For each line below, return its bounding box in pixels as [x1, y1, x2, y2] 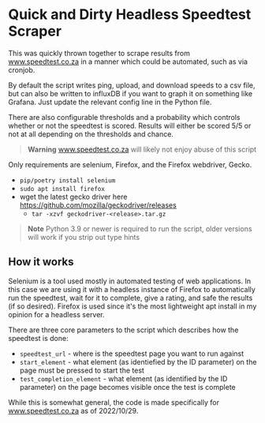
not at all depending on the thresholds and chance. [8, 129, 174, 139]
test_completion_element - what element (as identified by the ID [19, 373, 228, 384]
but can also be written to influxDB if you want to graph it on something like [8, 88, 253, 98]
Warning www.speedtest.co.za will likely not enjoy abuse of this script [27, 144, 257, 154]
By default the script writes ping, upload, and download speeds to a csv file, [8, 80, 256, 90]
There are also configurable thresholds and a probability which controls [8, 112, 241, 122]
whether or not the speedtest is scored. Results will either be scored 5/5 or [8, 121, 252, 130]
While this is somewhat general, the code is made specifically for [8, 397, 219, 407]
